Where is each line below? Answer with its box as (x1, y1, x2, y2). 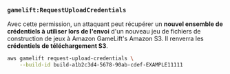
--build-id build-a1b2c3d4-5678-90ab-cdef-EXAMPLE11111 (19, 62, 184, 69)
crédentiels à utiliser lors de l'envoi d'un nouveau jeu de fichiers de (7, 27, 201, 36)
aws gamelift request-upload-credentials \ (7, 55, 134, 62)
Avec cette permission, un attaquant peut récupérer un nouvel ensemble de (7, 20, 224, 28)
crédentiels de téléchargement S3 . (7, 42, 109, 50)
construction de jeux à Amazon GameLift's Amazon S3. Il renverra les (7, 34, 205, 43)
